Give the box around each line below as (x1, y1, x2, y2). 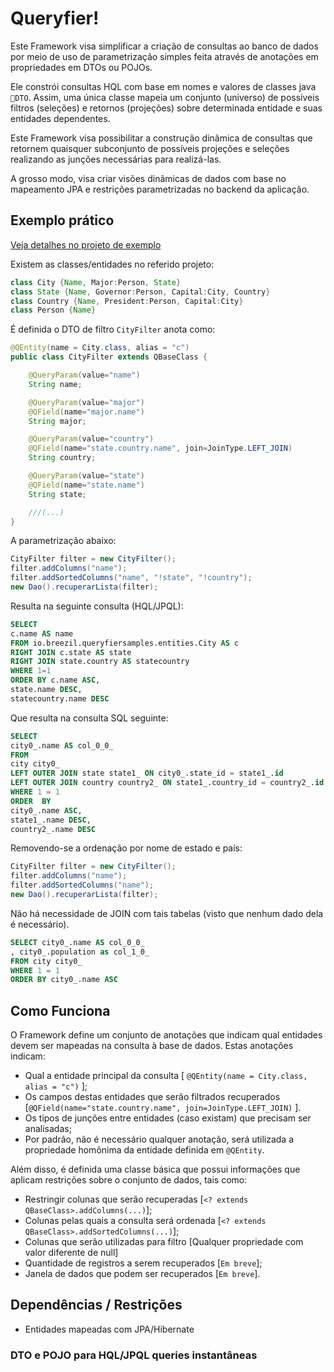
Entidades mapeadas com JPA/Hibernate (24, 1323, 195, 1335)
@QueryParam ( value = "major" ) (28, 397, 145, 407)
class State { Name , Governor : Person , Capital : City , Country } (10, 287, 271, 297)
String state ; (28, 489, 87, 499)
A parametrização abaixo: (10, 535, 117, 547)
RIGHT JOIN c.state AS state (10, 647, 132, 657)
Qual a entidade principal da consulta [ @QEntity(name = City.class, (24, 1070, 308, 1082)
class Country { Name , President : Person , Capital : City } (10, 296, 244, 306)
